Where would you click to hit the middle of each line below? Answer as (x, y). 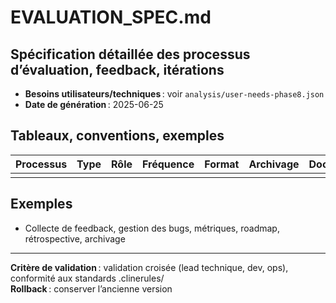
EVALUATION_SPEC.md (111, 17)
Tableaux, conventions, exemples (117, 136)
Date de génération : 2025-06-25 (94, 104)
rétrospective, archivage (75, 238)
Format (222, 164)
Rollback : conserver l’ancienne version (91, 288)
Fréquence (168, 164)
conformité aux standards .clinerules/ (87, 278)
